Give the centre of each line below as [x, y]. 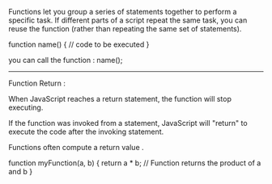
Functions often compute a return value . [76, 147]
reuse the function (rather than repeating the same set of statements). [125, 29]
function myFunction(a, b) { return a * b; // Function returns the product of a [135, 163]
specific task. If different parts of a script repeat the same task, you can [128, 20]
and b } [21, 171]
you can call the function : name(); [66, 60]
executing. [26, 107]
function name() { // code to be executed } [79, 44]
